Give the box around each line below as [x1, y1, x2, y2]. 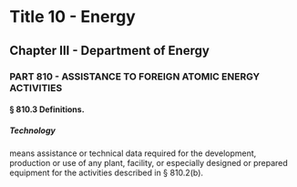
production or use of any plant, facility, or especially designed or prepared [9, 158, 289, 169]
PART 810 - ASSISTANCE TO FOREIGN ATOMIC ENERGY [9, 70, 261, 83]
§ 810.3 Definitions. [9, 104, 85, 115]
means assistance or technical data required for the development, [9, 148, 257, 159]
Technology [9, 125, 56, 136]
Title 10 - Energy [9, 6, 137, 27]
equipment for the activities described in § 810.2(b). [9, 167, 203, 179]
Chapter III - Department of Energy [9, 43, 210, 58]
